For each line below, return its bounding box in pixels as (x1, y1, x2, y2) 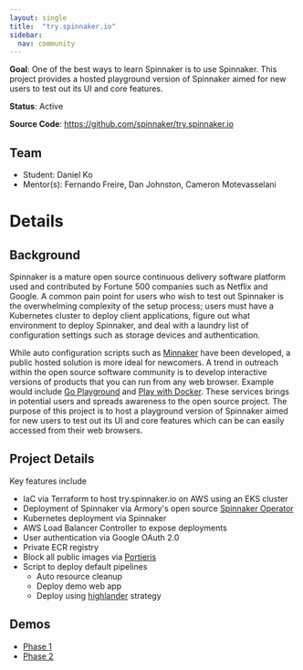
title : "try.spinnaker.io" (9, 22, 117, 31)
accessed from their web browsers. (9, 425, 143, 436)
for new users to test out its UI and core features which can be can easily (9, 415, 285, 426)
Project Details (9, 451, 95, 466)
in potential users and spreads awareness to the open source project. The (9, 396, 287, 407)
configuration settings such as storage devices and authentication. (9, 330, 261, 340)
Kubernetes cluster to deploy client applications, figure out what (9, 310, 251, 321)
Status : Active (9, 101, 64, 112)
